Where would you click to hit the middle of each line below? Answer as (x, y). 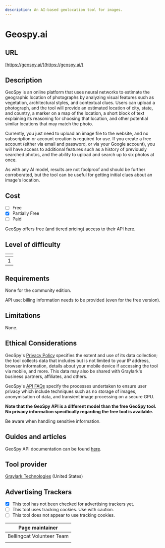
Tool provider (26, 464)
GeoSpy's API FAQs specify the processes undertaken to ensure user (76, 386)
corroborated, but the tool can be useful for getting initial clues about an (79, 175)
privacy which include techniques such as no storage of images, (71, 391)
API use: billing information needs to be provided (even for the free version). (83, 300)
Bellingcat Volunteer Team (38, 536)
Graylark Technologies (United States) (44, 476)
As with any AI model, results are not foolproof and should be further (75, 170)
